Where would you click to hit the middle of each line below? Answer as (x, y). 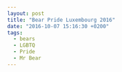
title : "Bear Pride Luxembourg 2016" (61, 20)
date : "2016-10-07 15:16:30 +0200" (58, 26)
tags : (15, 33)
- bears (24, 39)
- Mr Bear (27, 58)
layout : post (26, 13)
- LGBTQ (24, 45)
